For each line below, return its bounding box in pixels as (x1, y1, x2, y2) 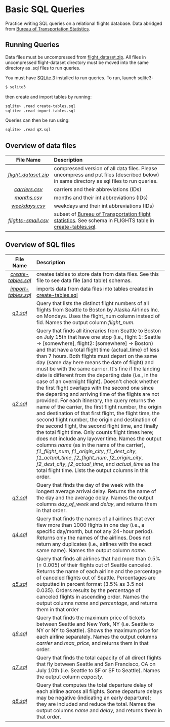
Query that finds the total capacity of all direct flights (36, 654, 162, 661)
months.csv (14, 194, 42, 201)
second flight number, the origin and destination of (36, 416, 157, 423)
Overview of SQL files (5, 240, 75, 249)
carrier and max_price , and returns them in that (36, 639, 149, 646)
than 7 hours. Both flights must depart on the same (36, 352, 157, 359)
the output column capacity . (36, 673, 104, 680)
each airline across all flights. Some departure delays (36, 687, 162, 694)
